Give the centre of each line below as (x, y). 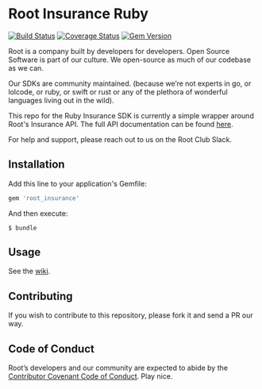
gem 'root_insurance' (44, 198)
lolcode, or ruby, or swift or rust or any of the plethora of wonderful (118, 91)
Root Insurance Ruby (78, 14)
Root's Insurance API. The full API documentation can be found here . (121, 124)
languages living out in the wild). (61, 100)
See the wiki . (29, 272)
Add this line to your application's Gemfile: (77, 183)
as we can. (26, 67)
